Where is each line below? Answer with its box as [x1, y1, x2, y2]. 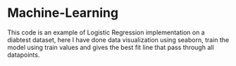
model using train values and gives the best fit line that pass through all [7, 43, 214, 51]
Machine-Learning [7, 5, 118, 21]
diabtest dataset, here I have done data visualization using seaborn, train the [7, 35, 230, 44]
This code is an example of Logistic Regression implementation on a [7, 28, 206, 37]
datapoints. [7, 51, 40, 59]
